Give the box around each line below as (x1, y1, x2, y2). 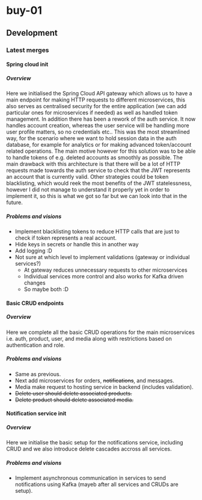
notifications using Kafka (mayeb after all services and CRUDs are (14, 481, 179, 488)
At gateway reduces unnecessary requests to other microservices (23, 266, 188, 274)
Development (6, 28, 58, 38)
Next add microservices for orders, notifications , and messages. (14, 377, 174, 384)
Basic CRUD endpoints (6, 300, 64, 307)
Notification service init (6, 410, 67, 417)
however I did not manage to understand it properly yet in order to (6, 186, 170, 193)
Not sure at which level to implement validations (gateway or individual (14, 254, 191, 261)
